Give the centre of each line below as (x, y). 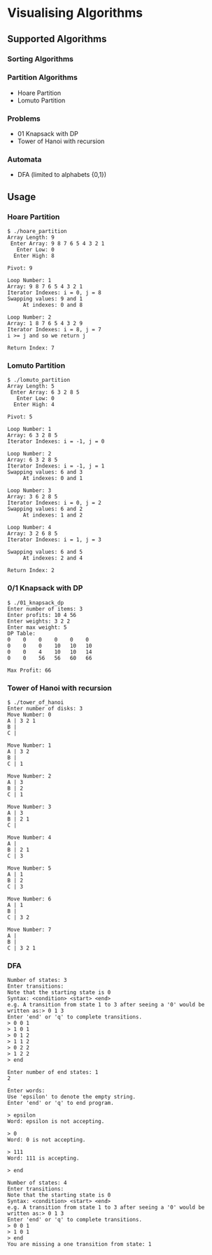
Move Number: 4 (29, 837)
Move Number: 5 (29, 868)
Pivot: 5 (20, 417)
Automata (24, 159)
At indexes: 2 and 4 (52, 558)
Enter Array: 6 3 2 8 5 (45, 392)
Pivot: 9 (20, 268)
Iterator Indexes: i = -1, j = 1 (56, 466)
